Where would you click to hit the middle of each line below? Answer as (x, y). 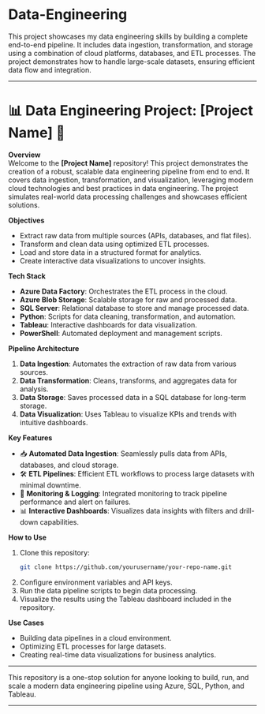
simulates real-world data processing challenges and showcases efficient (128, 196)
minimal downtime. (50, 485)
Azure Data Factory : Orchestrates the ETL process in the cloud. (123, 291)
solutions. (24, 205)
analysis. (34, 389)
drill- (247, 510)
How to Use (28, 537)
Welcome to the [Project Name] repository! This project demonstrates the (128, 163)
